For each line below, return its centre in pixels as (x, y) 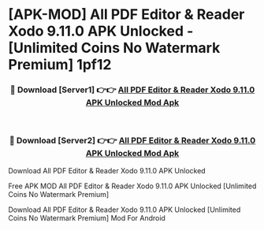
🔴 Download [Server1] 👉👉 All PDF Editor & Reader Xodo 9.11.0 (132, 90)
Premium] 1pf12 (60, 65)
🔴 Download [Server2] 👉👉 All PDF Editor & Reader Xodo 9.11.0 (132, 141)
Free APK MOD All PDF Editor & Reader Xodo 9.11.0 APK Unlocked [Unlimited (132, 186)
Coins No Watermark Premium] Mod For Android (87, 217)
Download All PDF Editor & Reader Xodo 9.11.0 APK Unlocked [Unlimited (125, 210)
